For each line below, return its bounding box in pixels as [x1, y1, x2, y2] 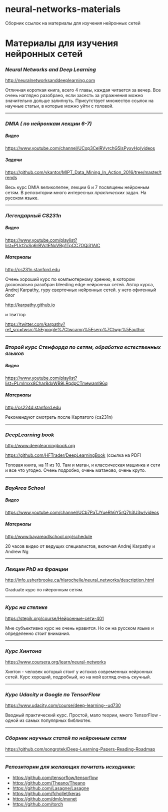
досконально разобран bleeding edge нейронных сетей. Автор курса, [5, 282, 154, 288]
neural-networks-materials [5, 4, 121, 15]
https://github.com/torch [12, 801, 63, 807]
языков [5, 350, 24, 357]
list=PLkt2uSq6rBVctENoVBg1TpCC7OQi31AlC [5, 243, 100, 249]
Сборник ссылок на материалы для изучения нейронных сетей [5, 20, 141, 26]
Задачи [5, 157, 22, 163]
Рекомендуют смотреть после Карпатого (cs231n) [5, 414, 113, 420]
